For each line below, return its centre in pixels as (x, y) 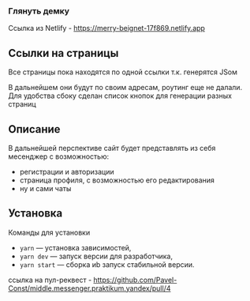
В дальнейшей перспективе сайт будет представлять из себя (112, 148)
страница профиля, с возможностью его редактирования (117, 180)
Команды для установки (49, 232)
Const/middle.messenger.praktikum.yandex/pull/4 (90, 288)
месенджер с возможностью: (59, 156)
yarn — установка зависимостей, (75, 247)
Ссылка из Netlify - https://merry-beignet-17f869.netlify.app (106, 28)
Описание (34, 129)
